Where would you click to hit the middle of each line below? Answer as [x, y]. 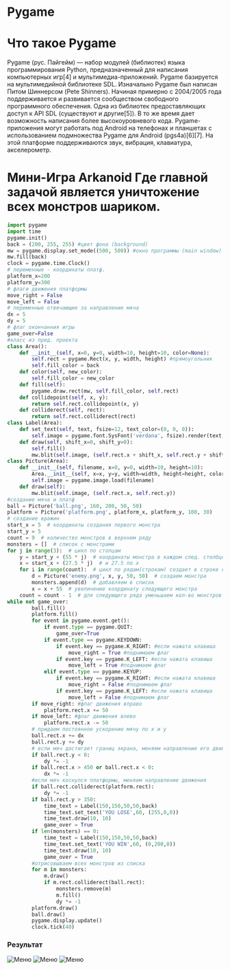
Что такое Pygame [62, 44]
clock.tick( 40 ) [53, 927]
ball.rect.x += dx [58, 736]
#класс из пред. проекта [42, 340]
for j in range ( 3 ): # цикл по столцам [64, 551]
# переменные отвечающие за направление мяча [73, 308]
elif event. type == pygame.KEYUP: [93, 672]
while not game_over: [38, 601]
